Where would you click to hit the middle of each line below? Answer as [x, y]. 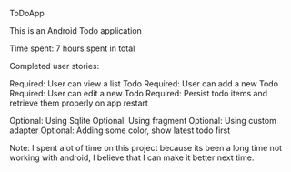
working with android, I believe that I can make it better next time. [132, 157]
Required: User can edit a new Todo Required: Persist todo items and [139, 93]
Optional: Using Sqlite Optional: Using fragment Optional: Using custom [143, 121]
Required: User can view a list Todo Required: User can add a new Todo [144, 84]
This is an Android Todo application [76, 30]
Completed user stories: [55, 66]
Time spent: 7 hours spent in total [72, 48]
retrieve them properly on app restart [79, 103]
